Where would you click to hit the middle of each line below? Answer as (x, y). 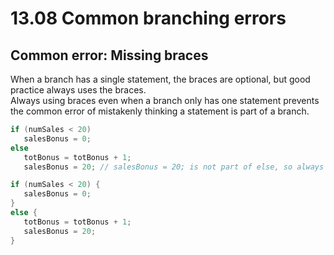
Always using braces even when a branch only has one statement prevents (165, 100)
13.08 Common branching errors (148, 18)
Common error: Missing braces (109, 55)
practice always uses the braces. (78, 90)
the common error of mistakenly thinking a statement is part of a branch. (160, 111)
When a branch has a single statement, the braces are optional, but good (160, 79)
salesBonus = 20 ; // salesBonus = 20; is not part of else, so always (174, 167)
